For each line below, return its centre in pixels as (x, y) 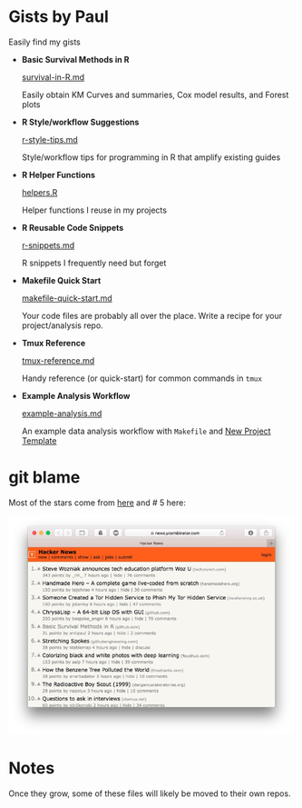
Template (39, 440)
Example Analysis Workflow (76, 395)
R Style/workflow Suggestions (80, 122)
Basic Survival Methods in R (75, 59)
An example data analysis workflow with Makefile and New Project (146, 431)
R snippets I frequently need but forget (94, 263)
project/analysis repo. (62, 325)
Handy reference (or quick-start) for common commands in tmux (141, 378)
